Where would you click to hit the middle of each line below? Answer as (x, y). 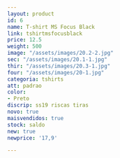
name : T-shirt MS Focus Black (51, 27)
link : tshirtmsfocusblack (45, 33)
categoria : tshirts (36, 79)
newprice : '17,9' (32, 138)
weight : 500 (24, 46)
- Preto (18, 99)
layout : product (31, 14)
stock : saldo (26, 125)
